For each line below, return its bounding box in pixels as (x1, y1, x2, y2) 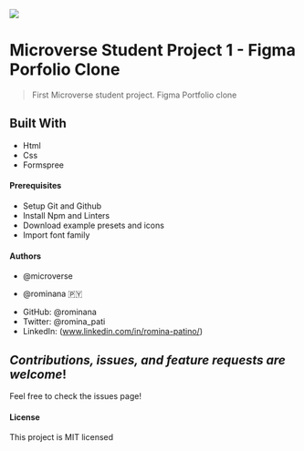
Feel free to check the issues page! (9, 390, 142, 401)
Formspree (22, 159, 64, 170)
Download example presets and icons (22, 220, 164, 231)
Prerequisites (9, 180, 62, 191)
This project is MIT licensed (9, 432, 114, 443)
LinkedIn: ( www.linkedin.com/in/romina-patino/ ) (22, 326, 204, 337)
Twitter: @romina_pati (22, 316, 106, 327)
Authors (9, 251, 42, 261)
